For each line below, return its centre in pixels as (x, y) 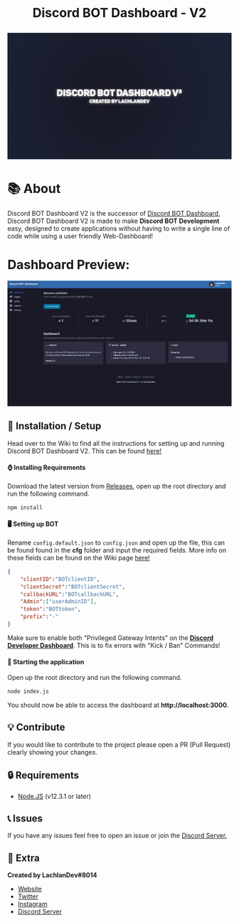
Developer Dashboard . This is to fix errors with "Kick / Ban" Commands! (114, 645)
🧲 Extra (24, 858)
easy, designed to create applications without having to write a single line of (119, 228)
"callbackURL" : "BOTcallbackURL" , (70, 594)
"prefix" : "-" (39, 617)
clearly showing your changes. (52, 752)
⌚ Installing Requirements (47, 468)
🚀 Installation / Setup (54, 426)
